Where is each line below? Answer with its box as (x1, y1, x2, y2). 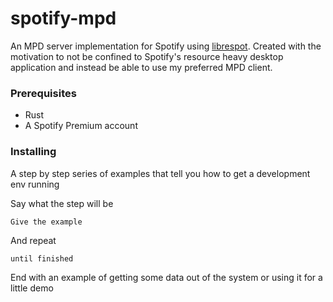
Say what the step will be (10, 197, 114, 209)
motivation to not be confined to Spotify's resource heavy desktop (10, 50, 284, 62)
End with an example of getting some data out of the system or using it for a (10, 271, 323, 283)
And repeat (10, 234, 57, 246)
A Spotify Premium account (24, 120, 138, 132)
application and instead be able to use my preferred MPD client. (10, 61, 273, 73)
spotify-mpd (10, 7, 117, 30)
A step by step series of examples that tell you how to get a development (10, 167, 311, 179)
